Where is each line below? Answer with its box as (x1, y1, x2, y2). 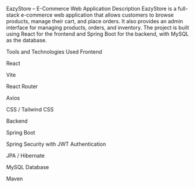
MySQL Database (6, 164, 49, 170)
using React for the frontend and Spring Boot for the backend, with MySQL (6, 30, 189, 38)
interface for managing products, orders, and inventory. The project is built (6, 24, 189, 31)
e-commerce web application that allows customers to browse (20, 11, 174, 18)
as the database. (6, 37, 48, 43)
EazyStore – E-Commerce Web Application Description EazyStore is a (6, 5, 177, 12)
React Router (6, 83, 38, 90)
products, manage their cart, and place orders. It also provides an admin (6, 18, 183, 24)
